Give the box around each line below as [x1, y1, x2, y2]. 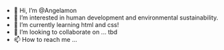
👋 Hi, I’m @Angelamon [13, 7, 77, 14]
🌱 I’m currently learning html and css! [13, 21, 119, 28]
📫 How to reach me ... [13, 36, 77, 43]
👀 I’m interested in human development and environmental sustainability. [13, 14, 219, 22]
